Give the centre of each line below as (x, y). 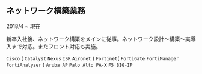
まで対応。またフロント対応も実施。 (56, 46)
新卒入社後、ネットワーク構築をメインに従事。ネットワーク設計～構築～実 (98, 39)
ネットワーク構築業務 (46, 11)
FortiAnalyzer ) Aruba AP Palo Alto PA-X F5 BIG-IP (69, 64)
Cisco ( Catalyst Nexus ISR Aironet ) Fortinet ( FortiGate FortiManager (93, 58)
